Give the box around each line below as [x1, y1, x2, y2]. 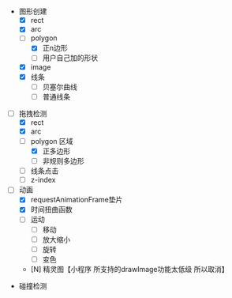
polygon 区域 [30, 136, 73, 145]
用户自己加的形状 [42, 53, 99, 62]
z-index [30, 175, 56, 185]
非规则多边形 [42, 157, 84, 166]
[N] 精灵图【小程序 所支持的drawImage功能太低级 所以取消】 [30, 264, 229, 273]
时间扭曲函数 [30, 205, 73, 214]
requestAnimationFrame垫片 [30, 195, 123, 205]
